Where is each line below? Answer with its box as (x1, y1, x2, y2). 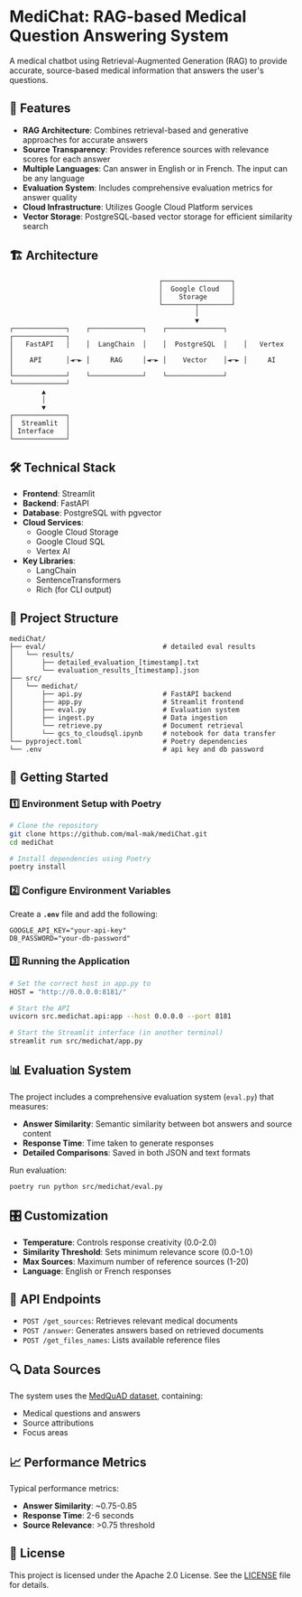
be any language (22, 172, 86, 183)
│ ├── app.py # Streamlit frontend (9, 698, 244, 707)
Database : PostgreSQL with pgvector (22, 507, 162, 518)
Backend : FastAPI (22, 498, 90, 509)
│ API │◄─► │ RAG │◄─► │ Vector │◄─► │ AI (9, 355, 277, 365)
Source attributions (22, 1417, 95, 1428)
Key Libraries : (22, 555, 77, 566)
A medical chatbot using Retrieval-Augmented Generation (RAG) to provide (9, 55, 288, 66)
